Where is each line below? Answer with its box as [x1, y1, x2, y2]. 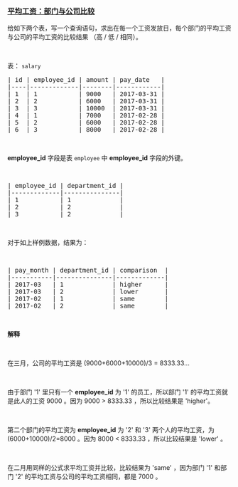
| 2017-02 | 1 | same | [7, 295, 169, 303]
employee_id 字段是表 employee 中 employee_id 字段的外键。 [7, 154, 187, 162]
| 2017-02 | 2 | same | [7, 302, 169, 310]
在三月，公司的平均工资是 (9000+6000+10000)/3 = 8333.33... [7, 359, 190, 367]
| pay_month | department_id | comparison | [7, 266, 169, 275]
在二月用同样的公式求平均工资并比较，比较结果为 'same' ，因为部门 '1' [7, 464, 213, 472]
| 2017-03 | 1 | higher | [7, 281, 169, 289]
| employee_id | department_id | [7, 182, 124, 190]
